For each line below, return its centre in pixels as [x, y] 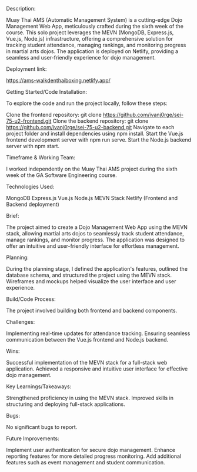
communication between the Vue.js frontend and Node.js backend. [87, 340]
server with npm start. [33, 146]
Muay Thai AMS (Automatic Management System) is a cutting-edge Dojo [94, 20]
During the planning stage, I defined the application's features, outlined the [97, 269]
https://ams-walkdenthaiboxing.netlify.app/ [58, 80]
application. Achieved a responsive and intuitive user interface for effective [97, 369]
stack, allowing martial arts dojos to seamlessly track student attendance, [95, 233]
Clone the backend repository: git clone [101, 121]
